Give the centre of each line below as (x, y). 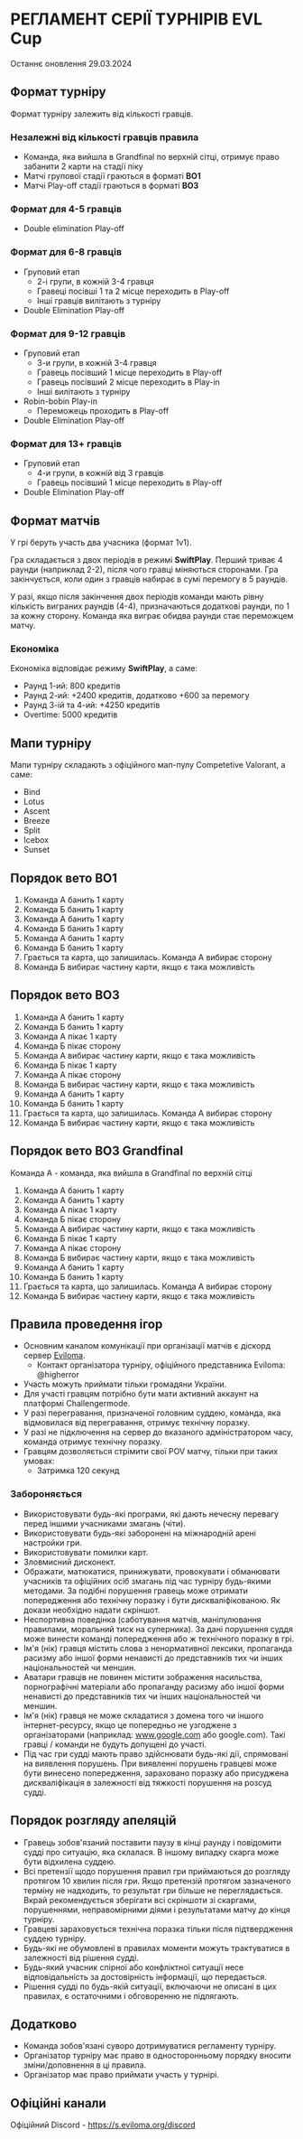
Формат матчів (55, 521)
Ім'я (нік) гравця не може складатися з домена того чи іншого (143, 1715)
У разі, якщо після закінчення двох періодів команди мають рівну (137, 597)
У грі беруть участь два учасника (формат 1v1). (101, 543)
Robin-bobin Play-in (60, 401)
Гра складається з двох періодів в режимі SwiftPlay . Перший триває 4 (147, 560)
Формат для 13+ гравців (66, 444)
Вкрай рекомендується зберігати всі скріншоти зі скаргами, (140, 1900)
